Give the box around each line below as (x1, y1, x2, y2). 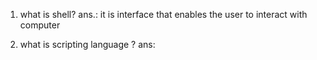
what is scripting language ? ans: (19, 39, 156, 50)
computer (19, 19, 61, 31)
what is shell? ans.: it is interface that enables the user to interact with (19, 9, 308, 20)
